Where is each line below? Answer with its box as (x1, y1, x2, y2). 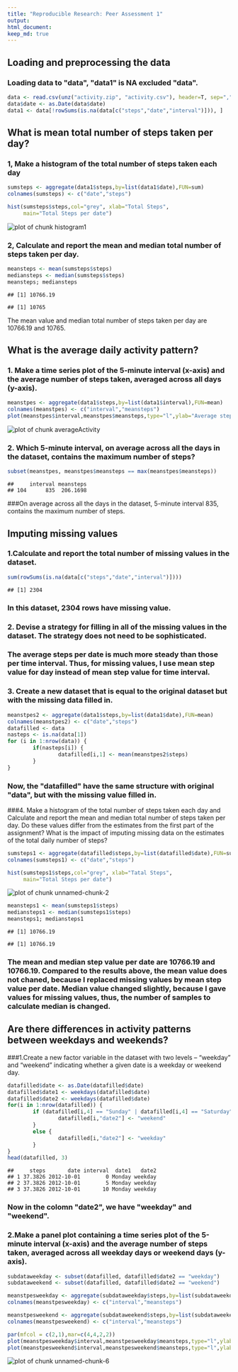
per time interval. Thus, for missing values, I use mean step (7, 659, 215, 669)
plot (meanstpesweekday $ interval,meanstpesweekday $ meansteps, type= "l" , (7, 1337, 220, 1344)
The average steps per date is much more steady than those (7, 649, 218, 659)
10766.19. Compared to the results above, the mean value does (7, 966, 228, 976)
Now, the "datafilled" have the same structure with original (7, 781, 215, 791)
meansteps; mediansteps (7, 278, 78, 286)
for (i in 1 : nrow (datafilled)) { (7, 1102, 103, 1109)
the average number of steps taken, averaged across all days (7, 374, 222, 384)
